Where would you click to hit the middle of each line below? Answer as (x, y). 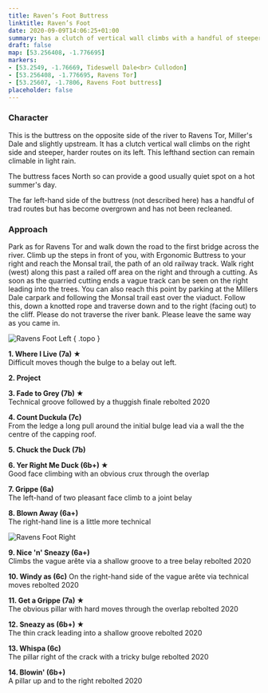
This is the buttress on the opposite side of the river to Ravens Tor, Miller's (130, 135)
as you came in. (34, 323)
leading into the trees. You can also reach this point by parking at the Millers (133, 289)
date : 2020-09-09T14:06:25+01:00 (64, 30)
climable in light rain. (42, 160)
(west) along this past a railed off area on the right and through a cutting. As (133, 271)
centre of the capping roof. (53, 434)
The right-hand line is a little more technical (80, 521)
